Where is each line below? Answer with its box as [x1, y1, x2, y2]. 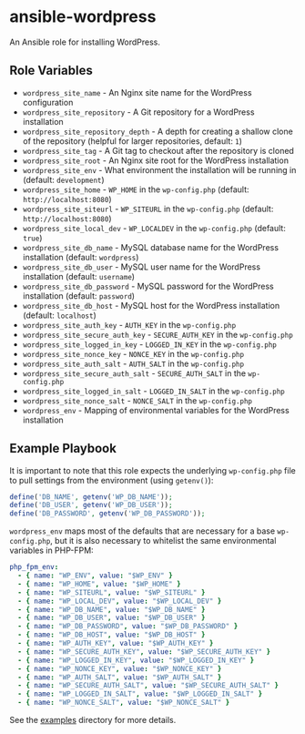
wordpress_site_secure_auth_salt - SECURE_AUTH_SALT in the [22, 367, 247, 379]
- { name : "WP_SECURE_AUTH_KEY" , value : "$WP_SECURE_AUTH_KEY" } [17, 647, 271, 657]
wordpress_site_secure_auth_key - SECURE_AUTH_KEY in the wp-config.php [22, 329, 293, 340]
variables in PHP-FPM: [9, 545, 94, 556]
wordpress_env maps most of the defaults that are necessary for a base [9, 525, 276, 536]
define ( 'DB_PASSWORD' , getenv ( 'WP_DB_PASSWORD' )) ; [9, 509, 206, 518]
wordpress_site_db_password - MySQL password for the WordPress [22, 280, 275, 291]
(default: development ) [22, 174, 105, 185]
